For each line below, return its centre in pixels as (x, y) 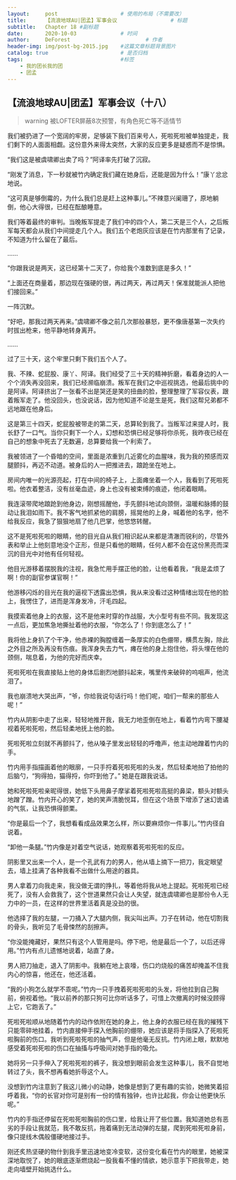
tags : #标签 (71, 60)
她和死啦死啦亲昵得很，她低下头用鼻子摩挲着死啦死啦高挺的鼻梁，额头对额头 (118, 791)
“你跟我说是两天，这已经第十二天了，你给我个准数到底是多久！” (99, 268)
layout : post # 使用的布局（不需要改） (96, 14)
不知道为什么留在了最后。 (44, 240)
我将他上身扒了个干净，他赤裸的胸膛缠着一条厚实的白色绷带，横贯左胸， (112, 640)
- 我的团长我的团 (41, 66)
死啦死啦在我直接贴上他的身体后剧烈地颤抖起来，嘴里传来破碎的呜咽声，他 (115, 672)
